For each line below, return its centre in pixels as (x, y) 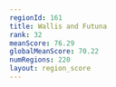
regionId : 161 (36, 18)
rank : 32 (26, 34)
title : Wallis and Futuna (58, 26)
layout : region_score (50, 69)
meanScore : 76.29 (42, 43)
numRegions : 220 (40, 60)
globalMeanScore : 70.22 (54, 52)
